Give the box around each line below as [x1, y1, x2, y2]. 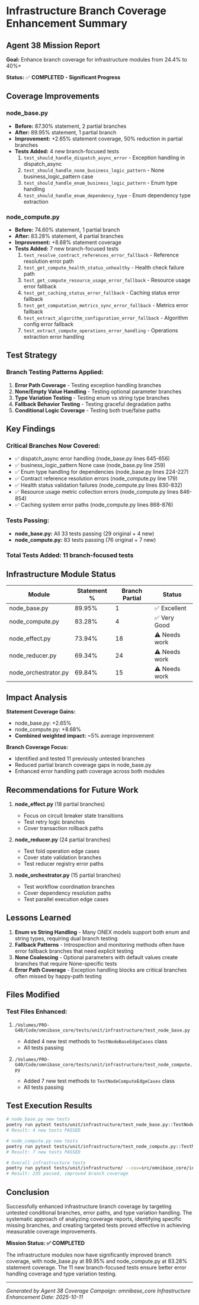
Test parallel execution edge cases [23, 896, 109, 903]
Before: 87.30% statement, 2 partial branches [14, 123, 127, 130]
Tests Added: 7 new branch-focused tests [14, 245, 119, 252]
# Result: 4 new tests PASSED [6, 1127, 81, 1133]
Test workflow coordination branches [23, 883, 115, 891]
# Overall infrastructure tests [6, 1159, 86, 1166]
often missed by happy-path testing [14, 972, 102, 979]
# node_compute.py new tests [6, 1138, 78, 1144]
